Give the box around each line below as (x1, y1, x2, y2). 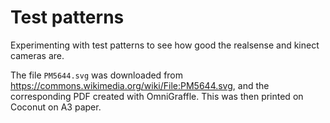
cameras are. (10, 49, 65, 61)
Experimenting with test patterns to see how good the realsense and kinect (10, 39, 320, 51)
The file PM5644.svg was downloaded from (10, 69, 184, 81)
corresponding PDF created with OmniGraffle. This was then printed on (10, 90, 304, 102)
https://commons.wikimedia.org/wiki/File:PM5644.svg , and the (10, 79, 270, 91)
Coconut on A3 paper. (10, 101, 102, 113)
